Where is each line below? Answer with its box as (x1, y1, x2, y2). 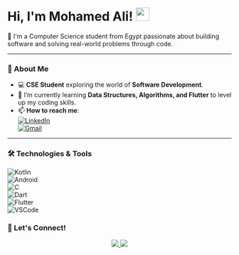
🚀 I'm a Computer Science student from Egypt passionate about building (7, 32, 219, 40)
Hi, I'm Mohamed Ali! (7, 9, 134, 25)
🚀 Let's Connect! (7, 223, 66, 233)
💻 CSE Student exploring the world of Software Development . (17, 80, 204, 89)
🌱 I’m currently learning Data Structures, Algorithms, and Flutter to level (17, 91, 232, 99)
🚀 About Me (7, 64, 49, 74)
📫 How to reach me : (17, 107, 80, 115)
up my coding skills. (17, 98, 77, 107)
